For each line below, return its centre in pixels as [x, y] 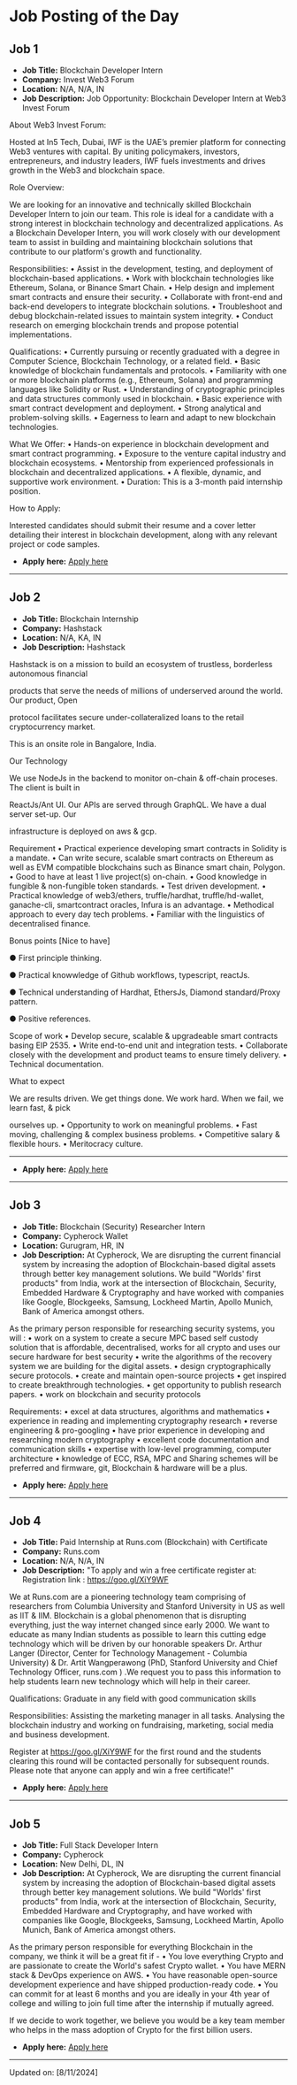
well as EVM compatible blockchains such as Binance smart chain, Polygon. [147, 867]
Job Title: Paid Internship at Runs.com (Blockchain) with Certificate [145, 1543]
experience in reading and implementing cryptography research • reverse [144, 1420]
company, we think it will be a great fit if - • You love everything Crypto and [147, 1957]
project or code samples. [54, 544]
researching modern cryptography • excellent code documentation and [139, 1439]
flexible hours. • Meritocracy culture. [76, 1143]
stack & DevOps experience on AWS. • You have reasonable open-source [144, 1975]
